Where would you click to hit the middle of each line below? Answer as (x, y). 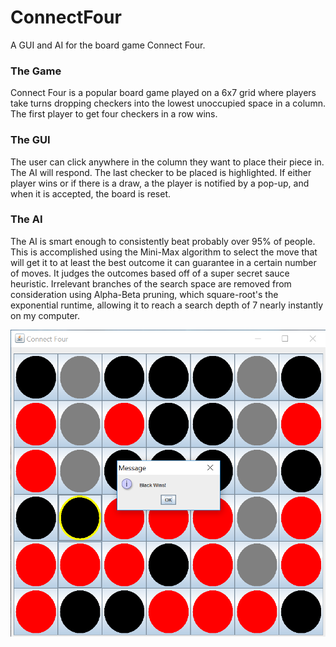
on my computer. (45, 315)
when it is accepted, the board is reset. (91, 193)
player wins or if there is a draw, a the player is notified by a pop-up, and (160, 183)
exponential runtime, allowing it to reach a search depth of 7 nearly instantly (167, 305)
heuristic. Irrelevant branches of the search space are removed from (151, 283)
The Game (36, 71)
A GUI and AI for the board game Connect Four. (108, 45)
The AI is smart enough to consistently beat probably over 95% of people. (163, 241)
